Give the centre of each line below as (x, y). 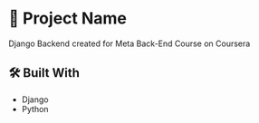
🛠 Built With (44, 73)
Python (35, 109)
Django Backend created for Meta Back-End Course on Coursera (129, 43)
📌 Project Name (68, 19)
